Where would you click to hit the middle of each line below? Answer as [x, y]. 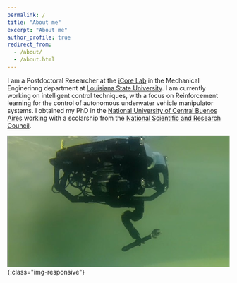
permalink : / [26, 15]
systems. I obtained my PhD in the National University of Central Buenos [112, 110]
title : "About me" [34, 22]
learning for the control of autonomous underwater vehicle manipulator [110, 103]
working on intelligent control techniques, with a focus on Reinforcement [113, 95]
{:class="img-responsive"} [46, 272]
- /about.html [34, 60]
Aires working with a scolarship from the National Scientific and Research [114, 118]
